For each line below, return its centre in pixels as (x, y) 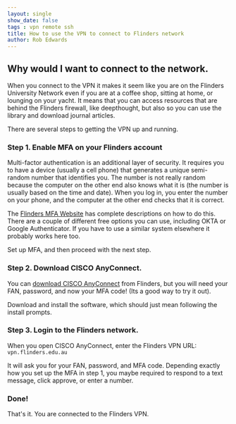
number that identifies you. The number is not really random (118, 177)
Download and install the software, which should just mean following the (112, 304)
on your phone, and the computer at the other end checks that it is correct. (116, 200)
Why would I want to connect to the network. (108, 69)
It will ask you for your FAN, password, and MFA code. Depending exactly (114, 365)
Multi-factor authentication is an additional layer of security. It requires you (116, 163)
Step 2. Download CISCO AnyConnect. (75, 268)
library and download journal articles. (61, 115)
